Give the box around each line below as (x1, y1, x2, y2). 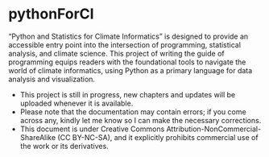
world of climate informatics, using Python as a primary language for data (8, 65, 253, 75)
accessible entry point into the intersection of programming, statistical (8, 39, 242, 49)
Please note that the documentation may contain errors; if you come (19, 106, 247, 117)
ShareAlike (19, 132, 56, 142)
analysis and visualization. (8, 74, 95, 84)
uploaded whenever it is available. (19, 98, 134, 108)
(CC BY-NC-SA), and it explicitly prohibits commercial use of (57, 132, 259, 142)
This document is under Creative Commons (19, 124, 165, 134)
